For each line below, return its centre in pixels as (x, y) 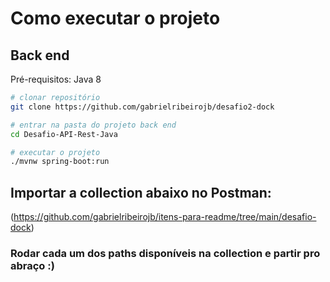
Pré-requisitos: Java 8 (56, 79)
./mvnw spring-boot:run (60, 162)
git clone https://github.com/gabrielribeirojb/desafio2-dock (142, 107)
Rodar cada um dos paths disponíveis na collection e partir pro (165, 253)
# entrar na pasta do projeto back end (93, 125)
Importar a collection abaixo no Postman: (141, 192)
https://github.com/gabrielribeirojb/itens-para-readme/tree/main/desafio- (165, 217)
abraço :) (32, 265)
